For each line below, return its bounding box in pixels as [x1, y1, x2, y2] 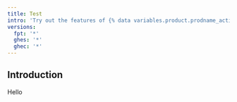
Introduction [7, 69, 63, 81]
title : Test [7, 10, 42, 18]
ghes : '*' [13, 37, 42, 44]
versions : [7, 23, 37, 30]
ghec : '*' [13, 43, 42, 50]
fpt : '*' [13, 30, 39, 37]
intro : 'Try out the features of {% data [7, 17, 131, 24]
